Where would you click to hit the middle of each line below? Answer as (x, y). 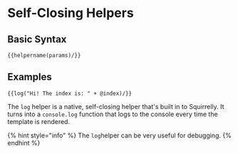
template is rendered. (38, 121)
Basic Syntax (37, 39)
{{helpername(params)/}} (44, 55)
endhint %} (24, 142)
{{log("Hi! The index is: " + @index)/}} (70, 93)
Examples (30, 77)
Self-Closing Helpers (71, 13)
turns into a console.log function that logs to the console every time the (113, 114)
